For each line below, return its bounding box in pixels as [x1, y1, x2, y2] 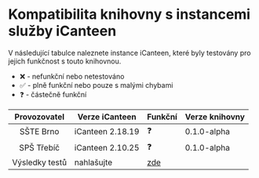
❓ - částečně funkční [19, 89, 87, 99]
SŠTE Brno [19, 126, 60, 137]
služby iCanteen [8, 22, 117, 40]
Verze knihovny [184, 111, 246, 122]
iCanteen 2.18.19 [74, 126, 140, 137]
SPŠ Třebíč [19, 143, 60, 154]
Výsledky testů [12, 157, 67, 168]
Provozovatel [14, 111, 65, 122]
